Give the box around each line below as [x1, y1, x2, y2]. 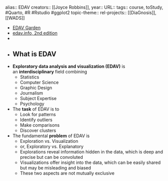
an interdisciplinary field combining [12, 68, 87, 74]
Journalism [20, 90, 44, 96]
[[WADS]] [5, 15, 25, 21]
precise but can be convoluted [20, 154, 83, 160]
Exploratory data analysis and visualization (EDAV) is [12, 63, 125, 69]
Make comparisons [20, 122, 60, 128]
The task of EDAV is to [12, 106, 59, 112]
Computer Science [20, 79, 59, 85]
